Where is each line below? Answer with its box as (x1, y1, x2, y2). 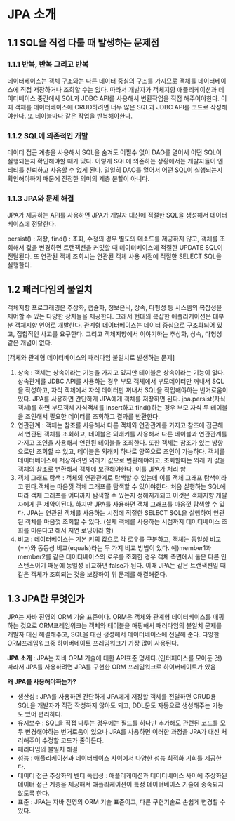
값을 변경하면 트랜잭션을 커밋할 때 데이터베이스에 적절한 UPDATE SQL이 (25, 243, 223, 252)
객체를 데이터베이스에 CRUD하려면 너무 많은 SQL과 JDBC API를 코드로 (14, 102, 209, 111)
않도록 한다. (17, 789, 51, 797)
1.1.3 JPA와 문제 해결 (7, 194, 74, 203)
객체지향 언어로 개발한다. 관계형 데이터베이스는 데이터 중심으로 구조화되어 (14, 321, 215, 330)
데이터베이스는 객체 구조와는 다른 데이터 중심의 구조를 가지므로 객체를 (7, 76, 196, 85)
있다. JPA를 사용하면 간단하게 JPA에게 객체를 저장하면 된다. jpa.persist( (17, 394, 215, 403)
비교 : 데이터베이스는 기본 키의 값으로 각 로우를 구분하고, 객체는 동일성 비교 (17, 535, 222, 544)
